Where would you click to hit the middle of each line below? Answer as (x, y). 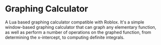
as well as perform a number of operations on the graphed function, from (78, 32)
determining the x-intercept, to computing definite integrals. (65, 37)
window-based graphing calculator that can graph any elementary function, (81, 27)
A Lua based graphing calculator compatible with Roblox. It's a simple (75, 22)
